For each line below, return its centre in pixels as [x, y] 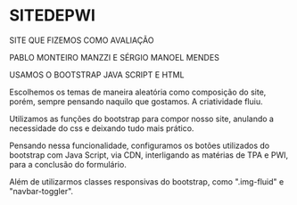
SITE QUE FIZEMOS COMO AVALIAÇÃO [82, 40]
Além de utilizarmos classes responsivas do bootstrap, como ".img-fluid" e [147, 181]
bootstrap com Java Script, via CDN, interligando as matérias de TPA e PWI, [148, 155]
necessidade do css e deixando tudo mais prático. [102, 128]
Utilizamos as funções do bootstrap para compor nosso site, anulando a [142, 119]
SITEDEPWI [53, 16]
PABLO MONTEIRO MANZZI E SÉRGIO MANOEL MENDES [115, 57]
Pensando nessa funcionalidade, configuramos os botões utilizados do [140, 145]
